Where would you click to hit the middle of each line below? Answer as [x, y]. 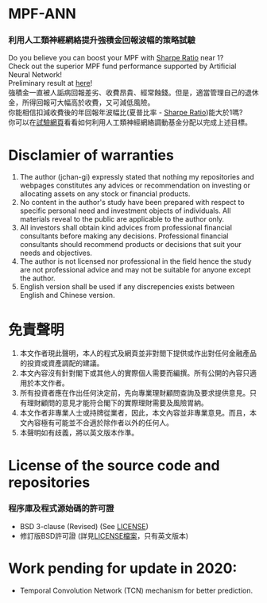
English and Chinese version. [67, 296]
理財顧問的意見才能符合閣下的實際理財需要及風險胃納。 [117, 403]
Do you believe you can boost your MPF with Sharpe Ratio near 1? [116, 58]
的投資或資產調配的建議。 [62, 363]
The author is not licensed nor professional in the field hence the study [135, 261]
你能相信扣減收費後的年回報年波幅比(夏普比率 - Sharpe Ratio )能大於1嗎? [126, 113]
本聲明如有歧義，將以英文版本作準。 [79, 433]
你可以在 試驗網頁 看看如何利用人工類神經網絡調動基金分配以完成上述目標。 [130, 122]
